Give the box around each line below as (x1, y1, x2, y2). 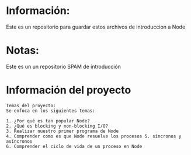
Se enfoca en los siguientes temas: (6, 108, 95, 114)
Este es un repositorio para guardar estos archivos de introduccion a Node (6, 23, 186, 30)
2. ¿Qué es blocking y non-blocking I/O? (6, 123, 109, 129)
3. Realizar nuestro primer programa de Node (6, 128, 119, 134)
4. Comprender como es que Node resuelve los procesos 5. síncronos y (6, 133, 182, 139)
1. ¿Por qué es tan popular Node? (6, 118, 91, 124)
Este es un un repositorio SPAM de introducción (6, 63, 121, 70)
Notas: (6, 44, 40, 57)
